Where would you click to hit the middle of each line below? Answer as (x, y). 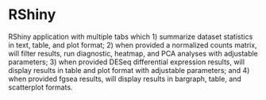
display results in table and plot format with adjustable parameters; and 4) (129, 70)
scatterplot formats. (40, 87)
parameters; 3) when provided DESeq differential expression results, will (126, 62)
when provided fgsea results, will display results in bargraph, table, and (125, 79)
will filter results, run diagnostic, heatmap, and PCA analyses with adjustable (133, 53)
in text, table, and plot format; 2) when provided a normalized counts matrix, (133, 44)
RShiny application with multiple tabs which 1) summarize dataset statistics (131, 37)
